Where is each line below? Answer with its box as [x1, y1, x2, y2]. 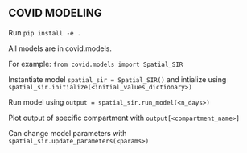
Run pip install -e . [8, 27, 82, 37]
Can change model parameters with [8, 128, 127, 138]
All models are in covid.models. [8, 43, 113, 53]
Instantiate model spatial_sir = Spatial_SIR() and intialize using [8, 74, 227, 84]
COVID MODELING [8, 6, 102, 20]
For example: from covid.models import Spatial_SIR [8, 59, 183, 68]
